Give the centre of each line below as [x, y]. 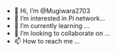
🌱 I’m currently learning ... [52, 26]
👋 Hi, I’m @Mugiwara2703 [52, 11]
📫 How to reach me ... [47, 41]
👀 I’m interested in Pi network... [60, 18]
